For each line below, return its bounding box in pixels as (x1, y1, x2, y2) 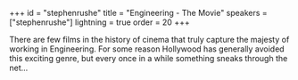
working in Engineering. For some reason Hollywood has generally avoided (9, 44, 285, 54)
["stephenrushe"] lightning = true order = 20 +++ (9, 17, 190, 28)
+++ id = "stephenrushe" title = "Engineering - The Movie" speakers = (9, 8, 268, 18)
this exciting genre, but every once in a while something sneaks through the (9, 53, 288, 63)
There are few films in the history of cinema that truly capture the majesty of (9, 35, 290, 44)
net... (9, 62, 29, 73)
